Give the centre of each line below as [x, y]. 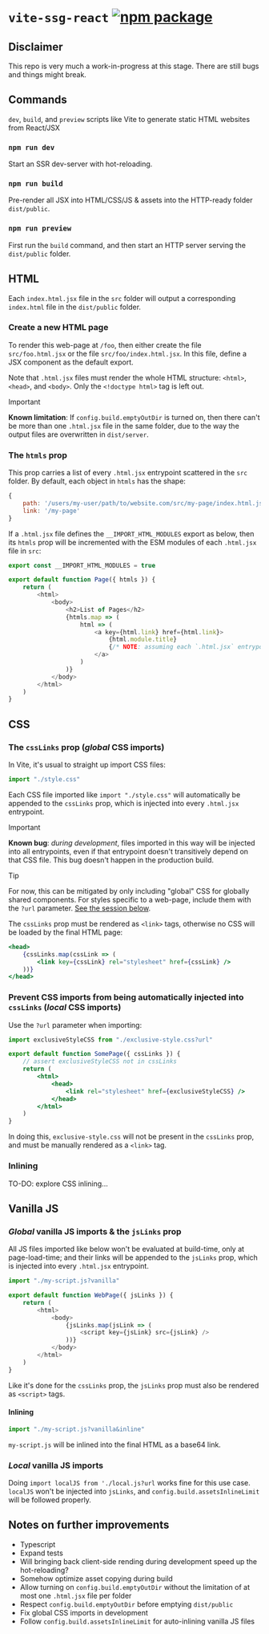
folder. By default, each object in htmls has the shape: [97, 481]
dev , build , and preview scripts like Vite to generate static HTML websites [129, 119]
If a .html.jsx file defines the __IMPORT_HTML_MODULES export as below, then [131, 533]
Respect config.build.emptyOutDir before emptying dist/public [126, 1604]
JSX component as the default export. [71, 362]
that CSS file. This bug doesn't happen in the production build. [111, 860]
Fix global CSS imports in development [84, 1612]
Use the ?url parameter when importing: [75, 1025]
